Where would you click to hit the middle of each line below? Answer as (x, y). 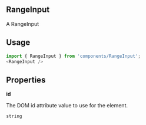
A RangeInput (23, 24)
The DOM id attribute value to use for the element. (67, 106)
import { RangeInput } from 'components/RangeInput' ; (74, 56)
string (14, 116)
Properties (26, 80)
